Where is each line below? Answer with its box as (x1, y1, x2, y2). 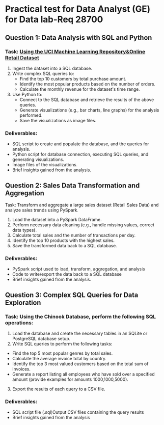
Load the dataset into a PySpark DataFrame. (12, 216, 102, 222)
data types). (12, 227, 37, 233)
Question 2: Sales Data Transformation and (5, 181, 140, 189)
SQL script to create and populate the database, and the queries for (12, 141, 149, 147)
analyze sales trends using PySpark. (5, 207, 79, 213)
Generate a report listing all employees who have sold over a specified (12, 371, 155, 377)
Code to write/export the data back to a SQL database (12, 271, 122, 277)
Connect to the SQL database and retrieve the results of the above (19, 97, 154, 103)
